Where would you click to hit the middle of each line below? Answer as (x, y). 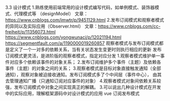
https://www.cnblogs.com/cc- (129, 26)
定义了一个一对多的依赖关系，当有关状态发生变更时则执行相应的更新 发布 (86, 49)
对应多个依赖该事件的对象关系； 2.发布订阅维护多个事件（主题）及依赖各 (85, 62)
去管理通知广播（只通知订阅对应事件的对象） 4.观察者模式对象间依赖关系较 (83, 81)
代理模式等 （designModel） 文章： (51, 14)
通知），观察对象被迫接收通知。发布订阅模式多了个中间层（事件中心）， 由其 (83, 75)
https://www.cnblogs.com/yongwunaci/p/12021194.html (63, 37)
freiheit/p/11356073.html (30, 32)
